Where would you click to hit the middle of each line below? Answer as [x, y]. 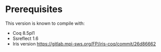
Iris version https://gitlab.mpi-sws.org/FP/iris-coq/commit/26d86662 [84, 43]
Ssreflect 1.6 [25, 38]
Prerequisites [34, 9]
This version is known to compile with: [45, 23]
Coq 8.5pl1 [24, 33]
